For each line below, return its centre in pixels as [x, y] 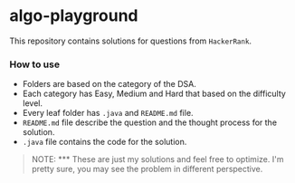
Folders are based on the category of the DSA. [109, 84]
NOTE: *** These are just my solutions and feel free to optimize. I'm [157, 159]
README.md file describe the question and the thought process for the [150, 122]
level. [33, 103]
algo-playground [74, 16]
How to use [35, 64]
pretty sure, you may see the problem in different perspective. [147, 169]
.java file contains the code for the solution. [105, 142]
